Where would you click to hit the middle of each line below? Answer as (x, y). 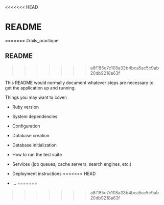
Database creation (31, 135)
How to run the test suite (37, 154)
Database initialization (35, 145)
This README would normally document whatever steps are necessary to (79, 83)
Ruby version (25, 107)
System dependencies (35, 116)
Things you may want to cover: (36, 97)
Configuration (26, 126)
